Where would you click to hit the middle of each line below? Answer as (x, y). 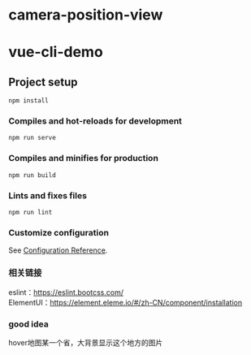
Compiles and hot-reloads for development (95, 121)
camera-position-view (86, 15)
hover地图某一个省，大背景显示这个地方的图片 (86, 342)
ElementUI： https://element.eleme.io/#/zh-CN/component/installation (125, 302)
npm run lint (30, 213)
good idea (28, 324)
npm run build (32, 175)
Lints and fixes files (48, 195)
